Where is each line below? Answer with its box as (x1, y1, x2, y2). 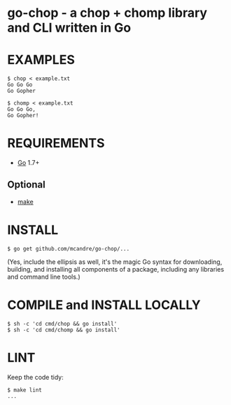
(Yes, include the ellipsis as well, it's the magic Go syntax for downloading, (7, 258, 223, 266)
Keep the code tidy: (7, 373, 64, 381)
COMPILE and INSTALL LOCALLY (7, 297, 201, 313)
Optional (7, 179, 45, 191)
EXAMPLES (7, 52, 75, 68)
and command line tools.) (7, 272, 80, 281)
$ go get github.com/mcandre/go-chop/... (7, 245, 130, 252)
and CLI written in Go (7, 20, 132, 36)
